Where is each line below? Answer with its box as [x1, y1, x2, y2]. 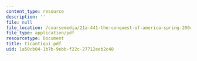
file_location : [6, 24, 43, 31]
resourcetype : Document [6, 35, 64, 41]
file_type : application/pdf [6, 30, 75, 36]
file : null [6, 19, 33, 25]
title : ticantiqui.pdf [6, 41, 62, 47]
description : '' [6, 14, 46, 20]
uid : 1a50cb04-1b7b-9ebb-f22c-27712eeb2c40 [6, 46, 114, 52]
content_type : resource [6, 8, 64, 15]
